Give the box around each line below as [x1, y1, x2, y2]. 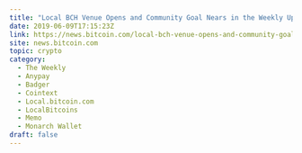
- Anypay [17, 72, 50, 81]
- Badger [17, 80, 50, 89]
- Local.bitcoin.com [17, 96, 94, 106]
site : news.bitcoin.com [9, 38, 99, 48]
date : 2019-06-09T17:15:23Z [9, 22, 115, 31]
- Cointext [17, 88, 58, 97]
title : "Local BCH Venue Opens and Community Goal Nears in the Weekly [9, 13, 283, 22]
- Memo [17, 113, 42, 122]
